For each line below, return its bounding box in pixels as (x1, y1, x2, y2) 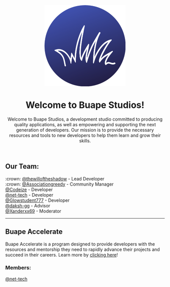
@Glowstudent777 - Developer (5, 197, 70, 203)
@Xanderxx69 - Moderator (5, 208, 62, 214)
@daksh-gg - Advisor (5, 202, 51, 208)
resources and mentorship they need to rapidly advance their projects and (5, 246, 160, 253)
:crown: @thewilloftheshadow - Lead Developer (5, 175, 105, 182)
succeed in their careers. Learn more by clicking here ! (5, 252, 118, 258)
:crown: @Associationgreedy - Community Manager (5, 181, 114, 187)
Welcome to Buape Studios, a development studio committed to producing (7, 116, 163, 122)
